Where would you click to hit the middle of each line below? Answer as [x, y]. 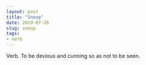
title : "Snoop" [25, 17]
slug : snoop [21, 28]
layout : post [22, 12]
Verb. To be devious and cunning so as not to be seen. [73, 56]
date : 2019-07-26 [28, 22]
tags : [13, 34]
